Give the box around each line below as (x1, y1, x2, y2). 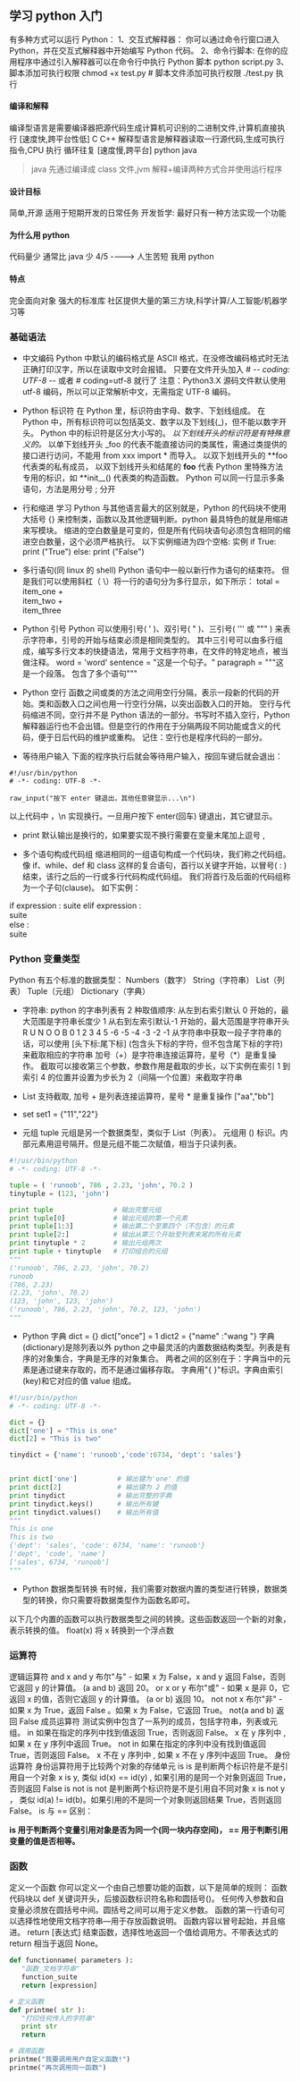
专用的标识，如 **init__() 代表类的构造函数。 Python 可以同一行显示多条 (21, 472, 285, 483)
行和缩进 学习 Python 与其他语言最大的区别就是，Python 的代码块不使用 (21, 502, 287, 513)
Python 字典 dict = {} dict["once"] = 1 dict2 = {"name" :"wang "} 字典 (21, 1330, 275, 1341)
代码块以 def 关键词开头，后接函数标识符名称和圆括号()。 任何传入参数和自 (9, 1893, 284, 1904)
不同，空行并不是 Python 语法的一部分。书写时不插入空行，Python (46, 709, 290, 720)
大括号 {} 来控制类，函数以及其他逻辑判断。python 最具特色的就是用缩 (21, 514, 281, 524)
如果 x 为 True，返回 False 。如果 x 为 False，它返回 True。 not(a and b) (9, 1705, 275, 1716)
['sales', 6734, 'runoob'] (9, 1558, 110, 1567)
